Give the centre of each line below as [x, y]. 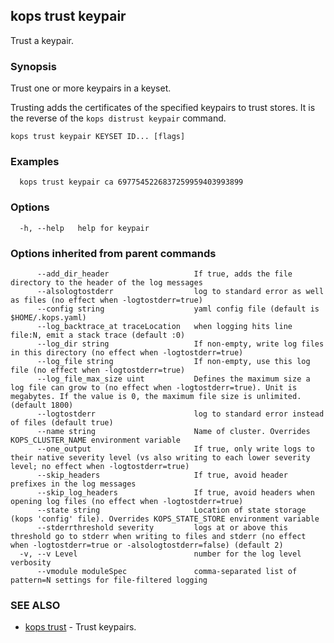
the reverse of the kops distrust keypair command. [118, 118]
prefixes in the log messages [73, 484]
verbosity [31, 563]
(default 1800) [42, 405]
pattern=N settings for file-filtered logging [109, 580]
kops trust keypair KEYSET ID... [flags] [98, 137]
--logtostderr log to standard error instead [180, 414]
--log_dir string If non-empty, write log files [180, 344]
